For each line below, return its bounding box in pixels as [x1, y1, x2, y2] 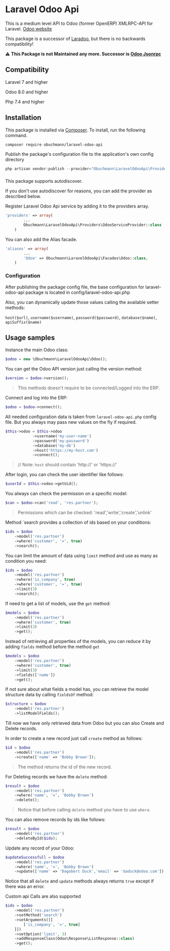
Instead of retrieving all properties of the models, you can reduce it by [5, 638, 151, 644]
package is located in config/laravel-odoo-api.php [25, 289, 131, 295]
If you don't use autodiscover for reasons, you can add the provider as [5, 188, 152, 194]
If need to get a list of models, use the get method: [5, 600, 111, 606]
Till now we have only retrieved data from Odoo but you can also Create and [5, 720, 164, 726]
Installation [5, 113, 41, 122]
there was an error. [5, 884, 45, 890]
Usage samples [5, 333, 55, 342]
